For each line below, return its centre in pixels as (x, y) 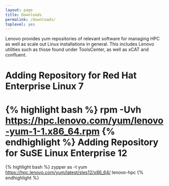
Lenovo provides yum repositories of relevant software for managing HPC (83, 39)
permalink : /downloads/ (31, 19)
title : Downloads (24, 15)
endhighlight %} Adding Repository (82, 142)
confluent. (16, 55)
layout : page (19, 10)
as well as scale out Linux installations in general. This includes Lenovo (80, 44)
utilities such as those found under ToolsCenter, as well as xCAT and (77, 49)
